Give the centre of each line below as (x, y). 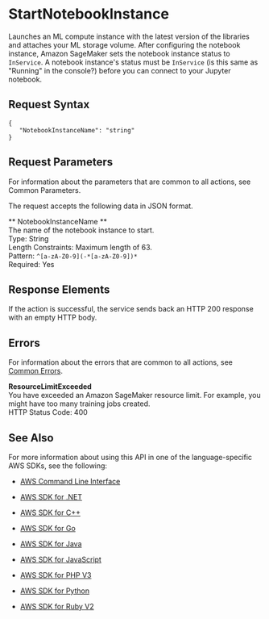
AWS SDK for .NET (51, 497)
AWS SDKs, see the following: (58, 466)
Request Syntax (49, 105)
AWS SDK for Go (48, 528)
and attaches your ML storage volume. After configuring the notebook (124, 44)
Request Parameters (61, 162)
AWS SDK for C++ (50, 512)
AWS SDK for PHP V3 (56, 575)
